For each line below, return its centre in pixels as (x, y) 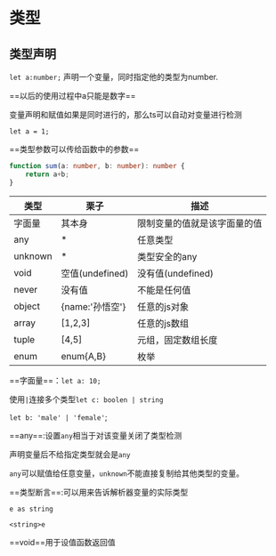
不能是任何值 (164, 290)
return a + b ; (47, 174)
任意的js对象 (163, 306)
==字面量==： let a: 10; (55, 380)
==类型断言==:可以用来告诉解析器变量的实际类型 (99, 492)
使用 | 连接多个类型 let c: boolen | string (86, 399)
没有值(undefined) (175, 273)
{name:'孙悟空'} (93, 306)
